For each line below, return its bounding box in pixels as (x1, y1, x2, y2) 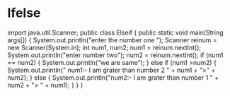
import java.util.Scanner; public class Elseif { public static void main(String (7, 28, 224, 37)
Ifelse (7, 5, 41, 21)
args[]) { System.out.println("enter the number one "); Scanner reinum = (7, 35, 217, 44)
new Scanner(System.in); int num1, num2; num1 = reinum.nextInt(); (7, 43, 202, 52)
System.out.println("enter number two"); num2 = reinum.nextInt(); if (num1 (7, 51, 224, 59)
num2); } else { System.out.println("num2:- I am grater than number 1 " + (7, 73, 219, 82)
